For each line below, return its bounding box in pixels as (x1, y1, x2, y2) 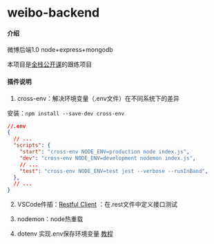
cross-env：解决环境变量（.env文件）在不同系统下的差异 (17, 94, 179, 102)
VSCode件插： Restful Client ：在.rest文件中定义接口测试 (17, 200, 178, 209)
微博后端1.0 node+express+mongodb (7, 46, 114, 54)
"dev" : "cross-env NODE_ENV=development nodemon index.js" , (19, 154, 196, 162)
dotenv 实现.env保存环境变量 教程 (17, 229, 114, 238)
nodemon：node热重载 (17, 215, 84, 223)
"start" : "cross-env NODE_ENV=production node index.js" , (19, 149, 190, 156)
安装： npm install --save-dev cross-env (7, 109, 125, 117)
